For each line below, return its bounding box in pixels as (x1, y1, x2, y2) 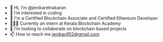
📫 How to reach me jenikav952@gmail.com (9, 31, 100, 37)
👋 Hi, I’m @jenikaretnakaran (9, 5, 67, 10)
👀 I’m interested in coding (9, 10, 62, 16)
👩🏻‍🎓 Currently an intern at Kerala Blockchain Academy (9, 20, 121, 26)
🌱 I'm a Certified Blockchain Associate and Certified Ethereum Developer (9, 15, 159, 21)
